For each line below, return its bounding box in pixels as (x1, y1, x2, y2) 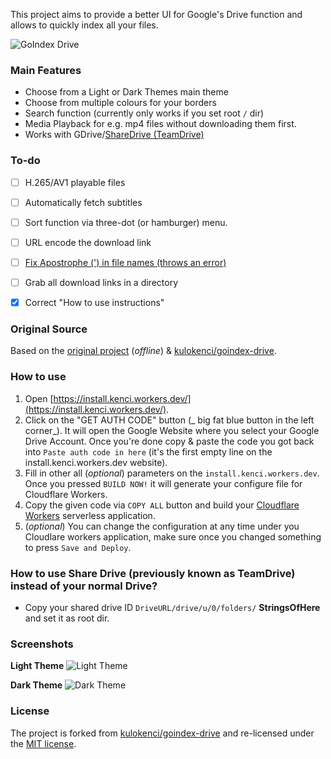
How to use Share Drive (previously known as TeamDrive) (10, 566, 296, 580)
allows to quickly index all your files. (10, 19, 159, 31)
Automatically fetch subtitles (24, 196, 143, 208)
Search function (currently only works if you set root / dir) (24, 107, 265, 119)
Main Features (10, 63, 82, 77)
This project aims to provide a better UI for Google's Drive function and (10, 9, 303, 20)
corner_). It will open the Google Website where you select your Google (24, 424, 320, 436)
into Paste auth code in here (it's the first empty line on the (24, 445, 273, 458)
